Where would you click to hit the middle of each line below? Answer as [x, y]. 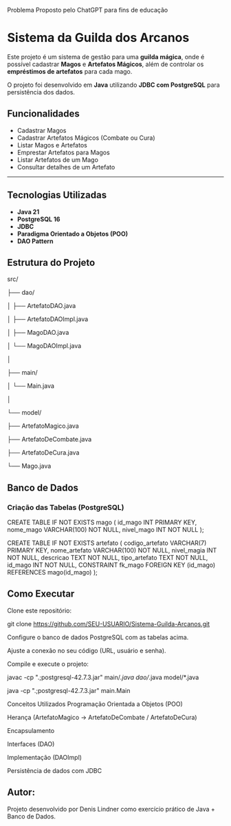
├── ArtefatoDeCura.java [43, 453]
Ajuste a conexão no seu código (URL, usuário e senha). [87, 650]
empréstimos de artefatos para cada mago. [70, 71]
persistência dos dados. [41, 92]
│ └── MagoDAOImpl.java [44, 346]
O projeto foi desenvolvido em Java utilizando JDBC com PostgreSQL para [113, 85]
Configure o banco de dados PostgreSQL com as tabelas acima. [98, 637]
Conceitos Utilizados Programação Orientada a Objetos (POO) [95, 704]
